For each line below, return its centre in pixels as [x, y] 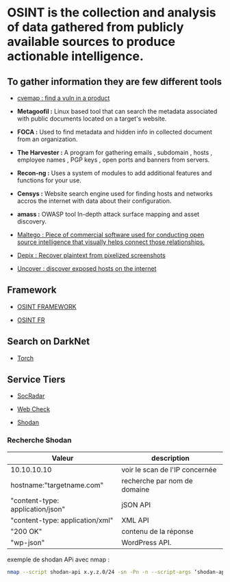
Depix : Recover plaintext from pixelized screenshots [91, 255]
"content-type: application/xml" [62, 520]
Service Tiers [36, 379]
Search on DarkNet [49, 342]
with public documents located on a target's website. [92, 119]
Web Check [33, 409]
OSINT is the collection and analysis [112, 13]
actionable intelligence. [75, 57]
